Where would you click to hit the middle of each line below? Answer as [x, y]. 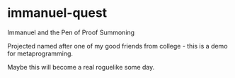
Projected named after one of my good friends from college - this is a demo [117, 46]
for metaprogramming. [40, 53]
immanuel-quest [57, 13]
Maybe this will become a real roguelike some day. [81, 67]
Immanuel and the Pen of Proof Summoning [71, 32]
